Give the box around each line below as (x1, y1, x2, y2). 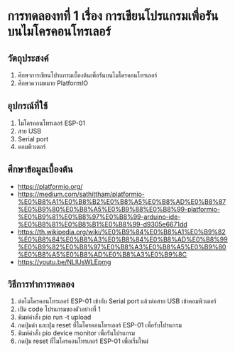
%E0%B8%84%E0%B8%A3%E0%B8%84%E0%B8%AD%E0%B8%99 (17, 235, 229, 244)
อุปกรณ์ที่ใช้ (7, 100, 48, 112)
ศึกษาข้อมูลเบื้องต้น (7, 163, 73, 175)
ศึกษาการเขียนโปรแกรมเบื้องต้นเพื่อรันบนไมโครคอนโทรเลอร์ (17, 71, 158, 79)
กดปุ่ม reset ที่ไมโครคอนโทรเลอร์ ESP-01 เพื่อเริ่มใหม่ (17, 337, 149, 345)
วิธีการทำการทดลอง (7, 278, 75, 290)
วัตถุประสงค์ (7, 52, 49, 64)
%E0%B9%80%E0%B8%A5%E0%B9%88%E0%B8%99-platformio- (17, 205, 220, 213)
